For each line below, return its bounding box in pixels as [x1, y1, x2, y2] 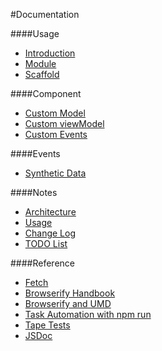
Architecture [24, 206, 77, 218]
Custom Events [24, 129, 88, 140]
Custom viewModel [24, 118, 105, 129]
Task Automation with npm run [24, 309, 152, 320]
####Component [10, 88, 82, 99]
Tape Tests [24, 319, 71, 331]
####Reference [10, 257, 75, 269]
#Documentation [10, 9, 80, 20]
